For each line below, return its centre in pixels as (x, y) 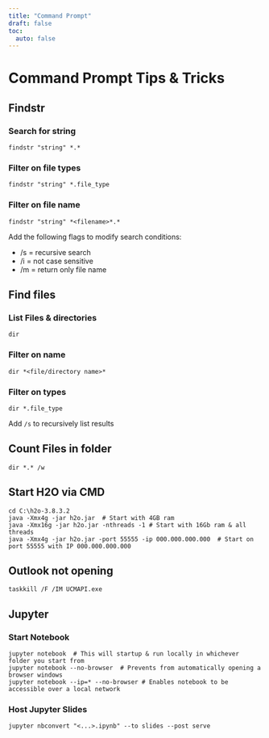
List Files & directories (53, 318)
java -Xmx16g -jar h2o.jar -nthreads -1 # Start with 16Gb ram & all (128, 525)
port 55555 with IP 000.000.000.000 (70, 546)
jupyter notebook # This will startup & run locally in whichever (124, 654)
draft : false (30, 23)
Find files (32, 295)
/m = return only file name (63, 269)
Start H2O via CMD (57, 492)
